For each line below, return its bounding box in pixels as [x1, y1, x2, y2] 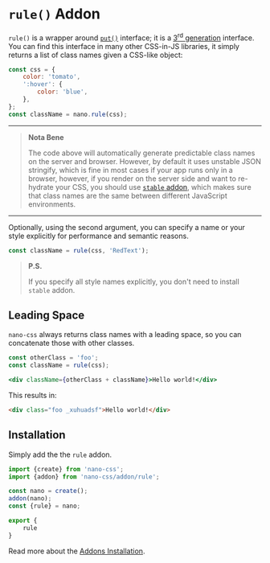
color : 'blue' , [37, 88, 88, 97]
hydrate [27, 182, 54, 191]
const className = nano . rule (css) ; [8, 110, 128, 118]
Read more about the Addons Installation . [8, 546, 145, 556]
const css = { [8, 65, 56, 73]
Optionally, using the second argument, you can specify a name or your [8, 222, 245, 232]
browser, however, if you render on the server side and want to [27, 174, 237, 183]
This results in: [8, 391, 57, 401]
